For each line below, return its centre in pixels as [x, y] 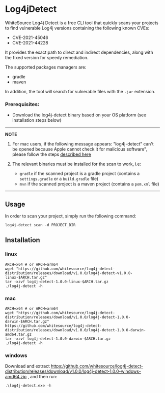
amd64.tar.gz [18, 335]
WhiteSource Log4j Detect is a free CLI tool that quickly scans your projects [82, 23]
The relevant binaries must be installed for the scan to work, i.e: [77, 164]
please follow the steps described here [52, 154]
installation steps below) [37, 120]
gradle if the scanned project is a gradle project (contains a [80, 174]
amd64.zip [16, 377]
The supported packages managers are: [46, 67]
